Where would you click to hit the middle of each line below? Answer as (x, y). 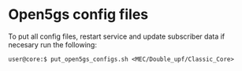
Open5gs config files (78, 15)
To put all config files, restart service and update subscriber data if (117, 36)
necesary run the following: (52, 44)
